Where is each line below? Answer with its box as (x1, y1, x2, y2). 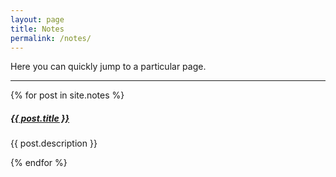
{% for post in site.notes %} (10, 89, 125, 101)
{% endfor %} (10, 157, 68, 169)
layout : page (10, 14, 65, 25)
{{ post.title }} (10, 112, 70, 124)
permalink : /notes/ (10, 33, 92, 43)
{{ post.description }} (10, 137, 98, 150)
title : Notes (10, 24, 65, 34)
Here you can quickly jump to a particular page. (10, 61, 207, 73)
